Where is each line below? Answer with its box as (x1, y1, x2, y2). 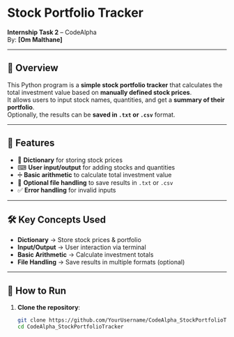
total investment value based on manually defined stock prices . (7, 88, 192, 96)
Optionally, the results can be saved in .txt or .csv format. (7, 110, 175, 119)
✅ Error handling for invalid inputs (17, 186, 116, 194)
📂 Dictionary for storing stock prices (17, 156, 123, 164)
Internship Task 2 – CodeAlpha (7, 28, 97, 36)
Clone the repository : (17, 304, 81, 312)
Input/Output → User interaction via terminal (17, 243, 146, 252)
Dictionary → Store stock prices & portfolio (17, 236, 141, 244)
